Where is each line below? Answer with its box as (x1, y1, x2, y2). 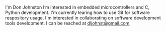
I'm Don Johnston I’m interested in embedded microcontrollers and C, (5, 4, 150, 10)
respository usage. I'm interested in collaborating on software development (5, 15, 161, 20)
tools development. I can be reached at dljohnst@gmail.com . (5, 20, 131, 26)
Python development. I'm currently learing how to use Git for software (5, 9, 150, 15)
